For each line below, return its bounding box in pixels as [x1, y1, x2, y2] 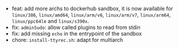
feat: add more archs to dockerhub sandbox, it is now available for [11, 5, 173, 12]
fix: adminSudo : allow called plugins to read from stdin [11, 24, 141, 31]
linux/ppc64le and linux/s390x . [11, 18, 90, 24]
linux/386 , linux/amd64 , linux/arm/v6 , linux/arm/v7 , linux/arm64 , [11, 11, 171, 18]
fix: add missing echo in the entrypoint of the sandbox [11, 30, 142, 37]
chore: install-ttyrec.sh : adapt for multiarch [11, 37, 123, 43]
